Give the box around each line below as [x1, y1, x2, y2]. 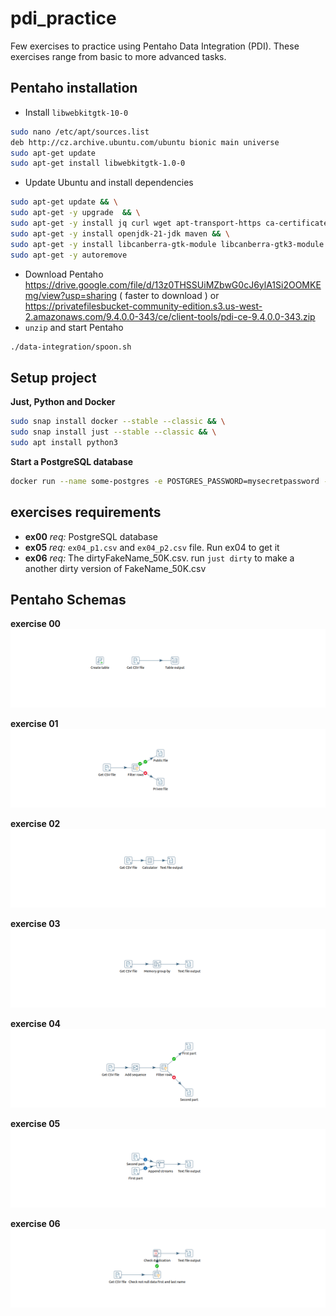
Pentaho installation [10, 80, 138, 97]
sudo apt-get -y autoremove [10, 250, 128, 260]
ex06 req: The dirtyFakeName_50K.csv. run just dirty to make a [24, 552, 295, 564]
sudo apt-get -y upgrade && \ [10, 208, 141, 218]
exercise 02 [10, 818, 61, 830]
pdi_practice [10, 7, 117, 30]
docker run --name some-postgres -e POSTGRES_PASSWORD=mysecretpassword [10, 476, 320, 486]
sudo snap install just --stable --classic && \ [10, 427, 217, 437]
